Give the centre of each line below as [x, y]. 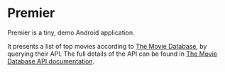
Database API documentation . [51, 61]
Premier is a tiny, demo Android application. [71, 32]
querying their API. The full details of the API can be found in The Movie [112, 54]
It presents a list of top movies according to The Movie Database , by [107, 46]
